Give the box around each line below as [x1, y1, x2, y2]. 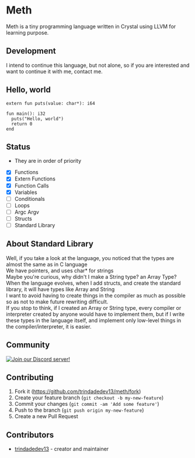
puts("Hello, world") [11, 115, 64, 122]
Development [6, 46, 57, 56]
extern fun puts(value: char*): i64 [6, 100, 95, 106]
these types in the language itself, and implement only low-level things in [6, 317, 182, 324]
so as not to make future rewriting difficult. [6, 298, 109, 305]
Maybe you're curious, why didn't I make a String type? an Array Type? [6, 273, 177, 280]
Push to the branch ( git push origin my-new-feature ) [14, 406, 144, 413]
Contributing [6, 372, 54, 382]
